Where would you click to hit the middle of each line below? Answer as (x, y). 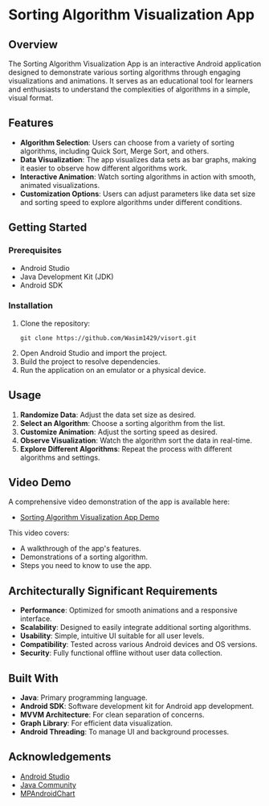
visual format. (31, 98)
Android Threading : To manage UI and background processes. (124, 732)
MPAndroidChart (47, 793)
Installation (31, 305)
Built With (33, 678)
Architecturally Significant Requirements (113, 591)
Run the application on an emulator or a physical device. (113, 370)
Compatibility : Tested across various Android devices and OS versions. (139, 644)
